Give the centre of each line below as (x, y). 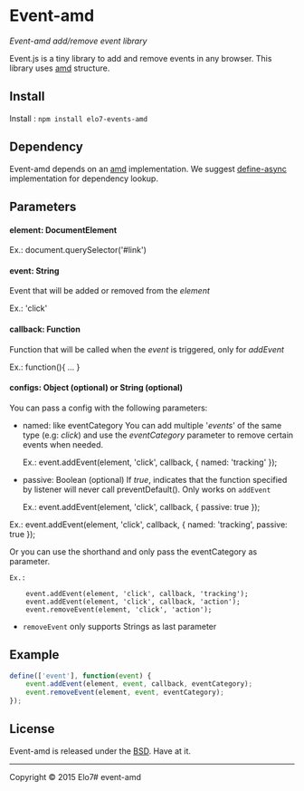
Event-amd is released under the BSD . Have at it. (100, 751)
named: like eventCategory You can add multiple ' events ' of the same (152, 425)
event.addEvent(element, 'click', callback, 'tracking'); (137, 593)
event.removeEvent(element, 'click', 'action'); (119, 609)
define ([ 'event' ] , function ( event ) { (81, 676)
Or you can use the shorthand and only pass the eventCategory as (133, 551)
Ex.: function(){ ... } (45, 367)
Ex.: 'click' (28, 308)
